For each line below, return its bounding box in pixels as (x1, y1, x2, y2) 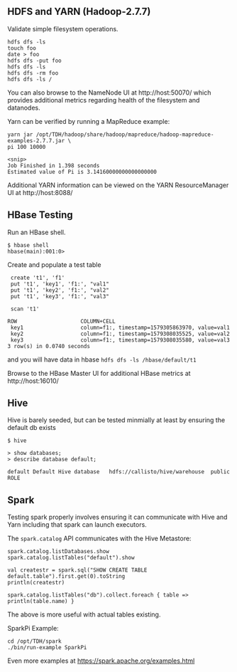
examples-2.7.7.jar (7, 137, 65, 145)
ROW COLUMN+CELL (7, 317, 116, 325)
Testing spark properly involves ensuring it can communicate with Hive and (7, 513, 228, 522)
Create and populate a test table (7, 260, 101, 269)
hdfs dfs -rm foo (7, 69, 59, 77)
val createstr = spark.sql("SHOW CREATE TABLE (7, 567, 148, 574)
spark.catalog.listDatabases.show (7, 548, 110, 555)
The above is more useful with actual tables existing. (7, 610, 161, 619)
